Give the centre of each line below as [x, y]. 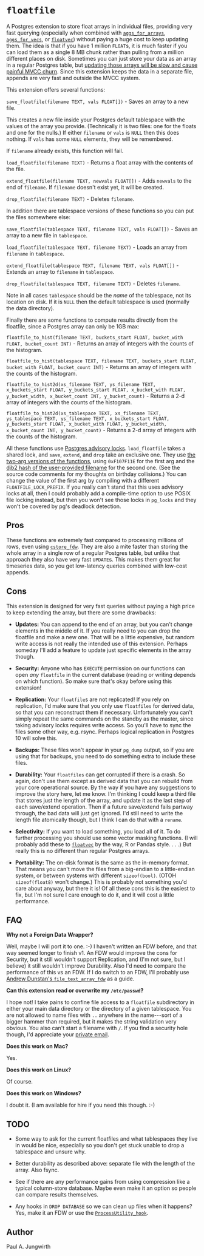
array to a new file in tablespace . [47, 235]
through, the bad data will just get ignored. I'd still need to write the [99, 813]
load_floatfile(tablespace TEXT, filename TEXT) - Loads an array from [97, 247]
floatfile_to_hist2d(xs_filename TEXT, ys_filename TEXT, [81, 384]
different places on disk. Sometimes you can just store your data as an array [102, 58]
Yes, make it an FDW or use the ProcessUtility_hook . [82, 1213]
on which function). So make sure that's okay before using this [93, 681]
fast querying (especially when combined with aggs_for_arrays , [86, 33]
